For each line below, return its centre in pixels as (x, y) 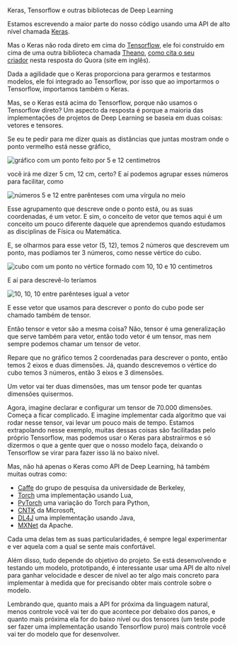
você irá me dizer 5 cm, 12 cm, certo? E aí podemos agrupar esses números (118, 174)
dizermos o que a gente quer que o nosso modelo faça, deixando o (105, 445)
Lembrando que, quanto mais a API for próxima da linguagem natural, (109, 604)
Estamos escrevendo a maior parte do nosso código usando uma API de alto (119, 24)
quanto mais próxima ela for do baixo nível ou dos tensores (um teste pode (116, 619)
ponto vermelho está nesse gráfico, (59, 147)
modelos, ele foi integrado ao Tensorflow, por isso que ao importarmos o (113, 81)
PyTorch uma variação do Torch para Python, (83, 503)
